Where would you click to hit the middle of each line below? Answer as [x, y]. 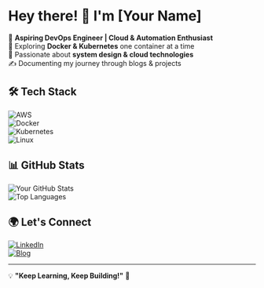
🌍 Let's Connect [50, 222]
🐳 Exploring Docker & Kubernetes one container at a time [101, 46]
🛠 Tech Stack [42, 92]
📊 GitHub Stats [46, 165]
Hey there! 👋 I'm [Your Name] [105, 16]
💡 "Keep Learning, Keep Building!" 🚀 [69, 276]
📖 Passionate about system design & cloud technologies [101, 54]
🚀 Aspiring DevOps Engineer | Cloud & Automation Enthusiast [111, 38]
